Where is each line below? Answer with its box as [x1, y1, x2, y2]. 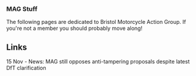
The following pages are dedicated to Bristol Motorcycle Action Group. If [6, 19, 186, 26]
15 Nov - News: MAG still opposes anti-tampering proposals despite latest [6, 58, 190, 65]
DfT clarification [6, 65, 46, 72]
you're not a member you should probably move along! [6, 25, 143, 32]
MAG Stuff [6, 5, 38, 13]
